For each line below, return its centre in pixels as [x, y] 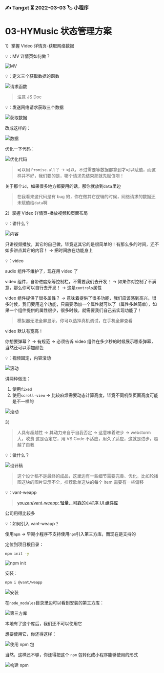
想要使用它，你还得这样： [31, 634]
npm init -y [17, 554]
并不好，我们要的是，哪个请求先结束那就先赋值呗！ [73, 176]
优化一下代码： [20, 149]
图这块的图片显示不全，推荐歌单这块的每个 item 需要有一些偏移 [80, 482]
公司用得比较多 [20, 513]
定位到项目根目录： [24, 544]
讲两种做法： [18, 379]
